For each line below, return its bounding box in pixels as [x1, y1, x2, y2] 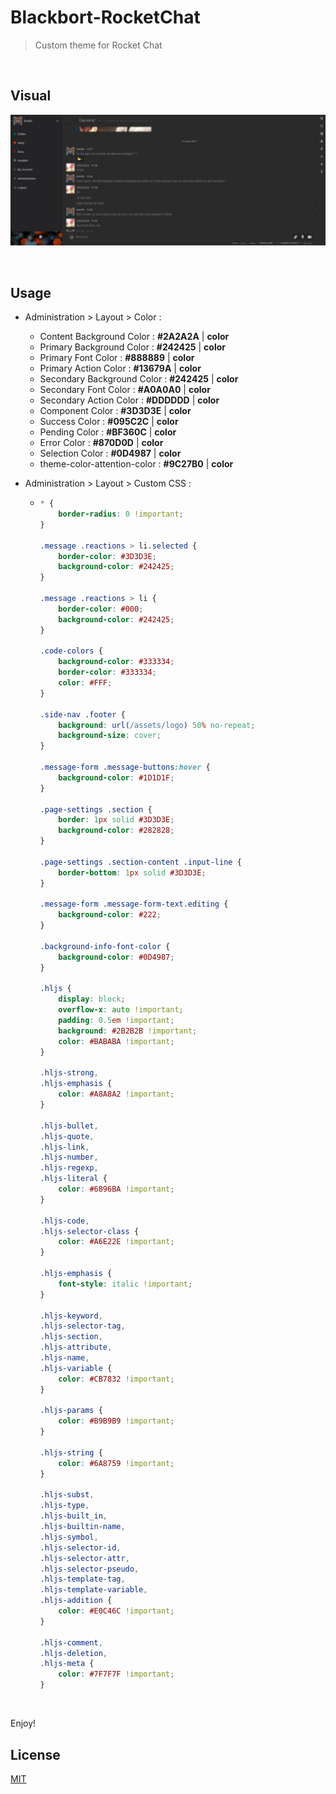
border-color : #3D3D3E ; [58, 551, 157, 561]
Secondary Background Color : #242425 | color [39, 373, 239, 385]
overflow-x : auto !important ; [58, 1005, 184, 1015]
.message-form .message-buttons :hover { [39, 762, 211, 773]
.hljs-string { [39, 1447, 103, 1458]
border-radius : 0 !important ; [58, 509, 184, 520]
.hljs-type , [39, 1501, 90, 1511]
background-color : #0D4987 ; [58, 952, 175, 962]
